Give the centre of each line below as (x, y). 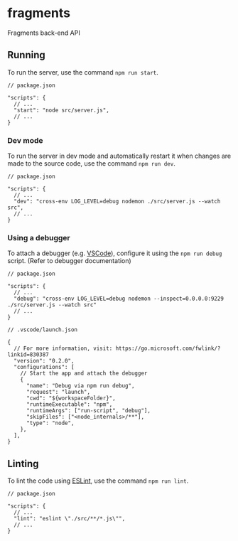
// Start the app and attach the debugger (84, 374)
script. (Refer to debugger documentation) (69, 261)
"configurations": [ (44, 368)
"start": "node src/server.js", (62, 110)
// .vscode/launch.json (43, 330)
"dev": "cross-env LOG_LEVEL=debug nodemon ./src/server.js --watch (117, 202)
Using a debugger (39, 237)
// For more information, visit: (63, 349)
